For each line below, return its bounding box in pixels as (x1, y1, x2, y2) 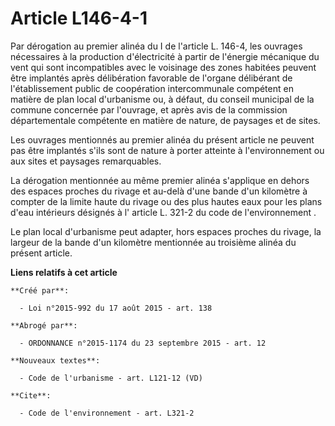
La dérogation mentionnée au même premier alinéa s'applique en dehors (10, 174, 310, 186)
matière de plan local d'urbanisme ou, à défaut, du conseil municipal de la (10, 93, 315, 105)
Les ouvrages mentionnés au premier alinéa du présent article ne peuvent (10, 133, 315, 146)
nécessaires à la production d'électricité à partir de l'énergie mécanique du (10, 50, 320, 62)
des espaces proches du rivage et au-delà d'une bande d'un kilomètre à (10, 185, 308, 197)
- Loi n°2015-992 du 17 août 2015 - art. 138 (19, 303, 213, 313)
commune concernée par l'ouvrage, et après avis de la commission (10, 103, 288, 116)
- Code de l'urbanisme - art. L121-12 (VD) (19, 373, 203, 383)
